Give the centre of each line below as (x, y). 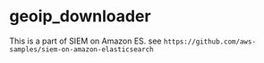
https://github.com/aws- (210, 42)
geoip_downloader (80, 16)
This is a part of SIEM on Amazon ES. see (85, 41)
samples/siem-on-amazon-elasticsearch (81, 49)
